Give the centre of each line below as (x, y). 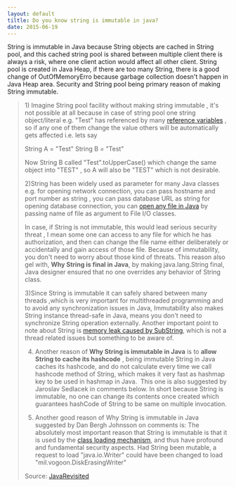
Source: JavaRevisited (57, 476)
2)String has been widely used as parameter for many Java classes (122, 184)
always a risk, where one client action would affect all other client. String (112, 62)
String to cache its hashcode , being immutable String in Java (125, 359)
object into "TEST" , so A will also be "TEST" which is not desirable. (122, 170)
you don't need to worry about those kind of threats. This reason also (125, 257)
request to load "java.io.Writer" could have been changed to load (129, 455)
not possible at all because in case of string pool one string (110, 113)
